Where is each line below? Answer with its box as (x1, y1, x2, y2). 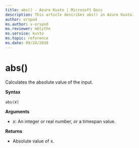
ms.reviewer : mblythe (5, 26, 51, 31)
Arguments (5, 108, 30, 115)
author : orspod (5, 17, 37, 22)
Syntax (5, 89, 21, 95)
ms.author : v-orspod (5, 21, 49, 27)
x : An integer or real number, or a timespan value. (12, 118, 116, 124)
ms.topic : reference (5, 36, 49, 41)
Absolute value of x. (12, 138, 55, 144)
